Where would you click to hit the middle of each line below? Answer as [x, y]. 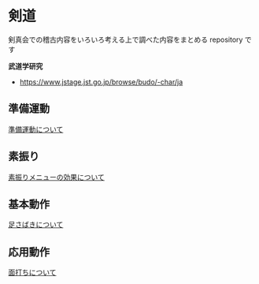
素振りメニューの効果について [56, 177]
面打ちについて [32, 272]
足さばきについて [36, 225]
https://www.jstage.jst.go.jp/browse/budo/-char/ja [101, 82]
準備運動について [36, 129]
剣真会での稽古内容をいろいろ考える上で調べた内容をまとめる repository [126, 39]
